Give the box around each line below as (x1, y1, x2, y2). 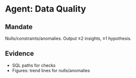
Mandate (5, 23, 33, 31)
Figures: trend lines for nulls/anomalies (12, 67, 90, 73)
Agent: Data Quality (5, 3, 86, 15)
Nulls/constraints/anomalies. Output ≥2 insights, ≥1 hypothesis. (5, 35, 132, 41)
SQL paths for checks (12, 62, 56, 68)
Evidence (5, 49, 34, 58)
